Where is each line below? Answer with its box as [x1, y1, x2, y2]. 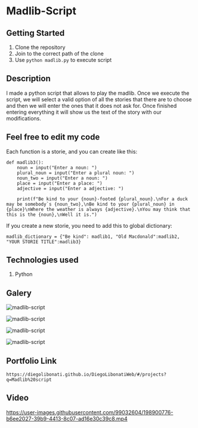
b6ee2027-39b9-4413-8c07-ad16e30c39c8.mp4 [6, 415, 128, 422]
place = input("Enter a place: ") [17, 180, 103, 186]
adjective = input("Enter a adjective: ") [17, 185, 124, 191]
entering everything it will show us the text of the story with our [6, 108, 162, 116]
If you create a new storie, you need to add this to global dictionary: [6, 222, 172, 229]
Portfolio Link [6, 356, 57, 366]
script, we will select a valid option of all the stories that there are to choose [6, 95, 192, 103]
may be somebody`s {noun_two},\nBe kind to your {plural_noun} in [6, 201, 175, 207]
